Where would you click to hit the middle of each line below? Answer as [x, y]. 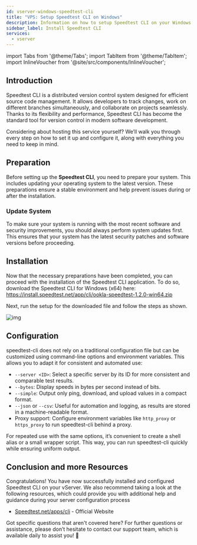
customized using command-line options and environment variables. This [95, 356]
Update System [29, 211]
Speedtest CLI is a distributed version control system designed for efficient [97, 95]
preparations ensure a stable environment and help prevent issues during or [98, 189]
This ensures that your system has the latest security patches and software [98, 236]
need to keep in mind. [32, 144]
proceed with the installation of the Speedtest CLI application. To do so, [93, 282]
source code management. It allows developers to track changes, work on [96, 101]
